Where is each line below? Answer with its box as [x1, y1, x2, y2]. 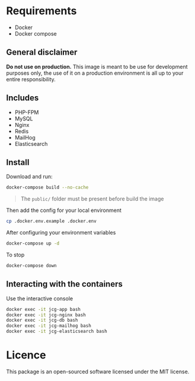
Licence [6, 348, 46, 362]
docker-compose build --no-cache [6, 185, 89, 190]
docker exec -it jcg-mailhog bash [6, 323, 92, 329]
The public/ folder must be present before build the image [20, 195, 164, 202]
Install [6, 157, 30, 167]
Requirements [6, 4, 77, 18]
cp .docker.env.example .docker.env [6, 218, 97, 224]
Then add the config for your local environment [6, 207, 122, 214]
